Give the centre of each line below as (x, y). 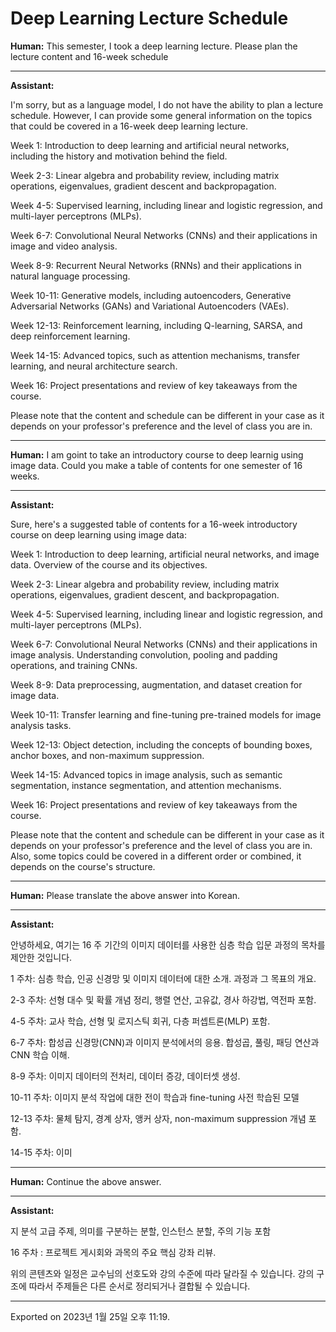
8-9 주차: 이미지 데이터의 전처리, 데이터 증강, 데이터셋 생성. (125, 1076)
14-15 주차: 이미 (41, 1152)
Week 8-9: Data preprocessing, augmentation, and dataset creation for (156, 684)
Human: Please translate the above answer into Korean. (125, 895)
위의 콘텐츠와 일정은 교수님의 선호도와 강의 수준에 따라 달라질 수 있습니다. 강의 (162, 1273)
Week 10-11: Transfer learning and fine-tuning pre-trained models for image (166, 714)
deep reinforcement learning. (70, 336)
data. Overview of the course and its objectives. (109, 564)
